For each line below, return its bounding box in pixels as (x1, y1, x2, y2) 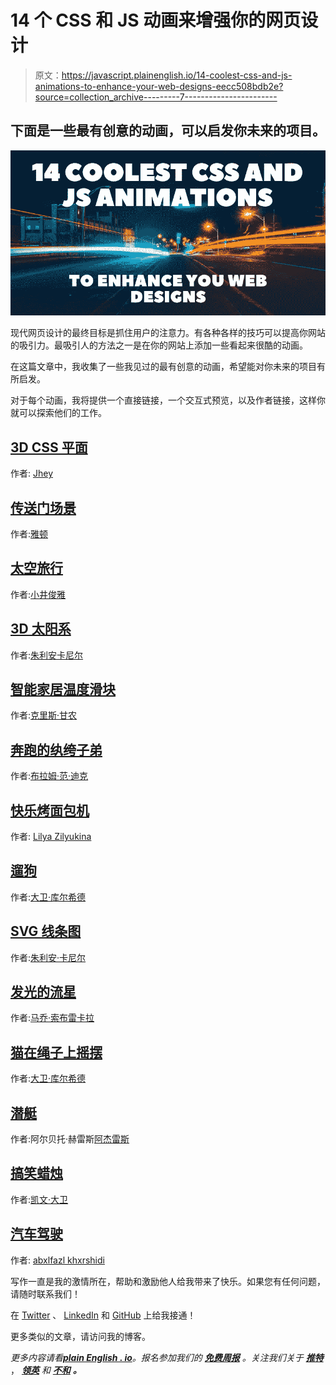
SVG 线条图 (10, 923, 82, 940)
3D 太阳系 (10, 621, 72, 638)
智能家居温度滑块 (10, 681, 116, 698)
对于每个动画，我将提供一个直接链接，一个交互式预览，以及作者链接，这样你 (10, 394, 326, 406)
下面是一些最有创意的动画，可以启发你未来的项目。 (10, 122, 326, 140)
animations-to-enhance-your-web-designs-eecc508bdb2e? (34, 80, 284, 92)
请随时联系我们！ (10, 1287, 81, 1300)
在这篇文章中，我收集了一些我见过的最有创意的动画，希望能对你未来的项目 (10, 361, 317, 373)
